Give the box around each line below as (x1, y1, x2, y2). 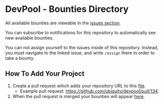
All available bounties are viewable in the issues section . (5, 20, 121, 26)
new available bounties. (5, 35, 54, 41)
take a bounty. (5, 55, 35, 61)
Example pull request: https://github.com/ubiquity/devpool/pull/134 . (19, 88, 159, 94)
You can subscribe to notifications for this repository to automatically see (5, 29, 156, 35)
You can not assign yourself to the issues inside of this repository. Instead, (5, 44, 158, 50)
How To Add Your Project (5, 70, 85, 78)
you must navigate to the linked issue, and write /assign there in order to (5, 50, 155, 56)
